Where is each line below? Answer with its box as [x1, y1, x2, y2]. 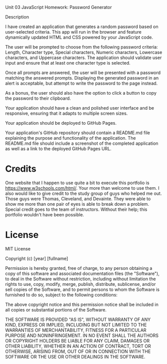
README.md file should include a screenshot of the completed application [5, 140, 158, 146]
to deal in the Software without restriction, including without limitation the [5, 275, 156, 282]
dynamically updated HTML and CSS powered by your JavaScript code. [5, 35, 153, 40]
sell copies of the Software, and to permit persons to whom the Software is [5, 286, 160, 292]
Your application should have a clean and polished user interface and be [5, 105, 154, 111]
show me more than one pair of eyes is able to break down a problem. [5, 201, 149, 207]
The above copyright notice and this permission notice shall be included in [5, 301, 158, 307]
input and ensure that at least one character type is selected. [5, 60, 131, 66]
